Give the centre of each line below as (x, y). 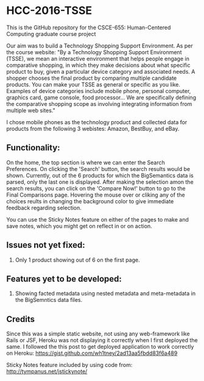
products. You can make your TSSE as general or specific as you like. (93, 84)
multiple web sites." (31, 110)
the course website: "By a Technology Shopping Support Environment (94, 52)
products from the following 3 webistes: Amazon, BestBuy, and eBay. (93, 128)
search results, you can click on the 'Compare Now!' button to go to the (96, 188)
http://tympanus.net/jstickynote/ (47, 371)
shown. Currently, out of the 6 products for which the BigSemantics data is (100, 175)
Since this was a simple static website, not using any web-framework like (98, 334)
